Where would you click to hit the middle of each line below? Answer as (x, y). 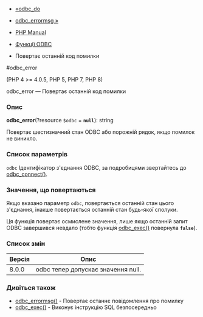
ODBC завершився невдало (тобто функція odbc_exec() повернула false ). (102, 228)
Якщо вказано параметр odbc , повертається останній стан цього (90, 203)
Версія (20, 259)
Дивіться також (31, 288)
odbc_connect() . (27, 174)
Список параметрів (37, 155)
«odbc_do (28, 9)
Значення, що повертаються (51, 190)
